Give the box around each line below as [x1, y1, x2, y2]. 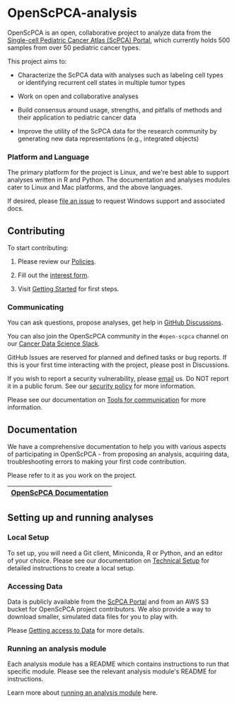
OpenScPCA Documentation [11, 488, 108, 498]
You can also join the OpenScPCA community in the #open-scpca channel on [7, 332, 229, 341]
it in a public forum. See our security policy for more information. [7, 382, 196, 390]
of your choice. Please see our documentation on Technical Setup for [7, 556, 210, 565]
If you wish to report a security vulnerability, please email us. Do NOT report [7, 375, 229, 383]
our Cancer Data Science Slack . [7, 339, 100, 348]
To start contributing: [7, 244, 69, 252]
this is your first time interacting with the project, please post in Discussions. [7, 360, 230, 369]
